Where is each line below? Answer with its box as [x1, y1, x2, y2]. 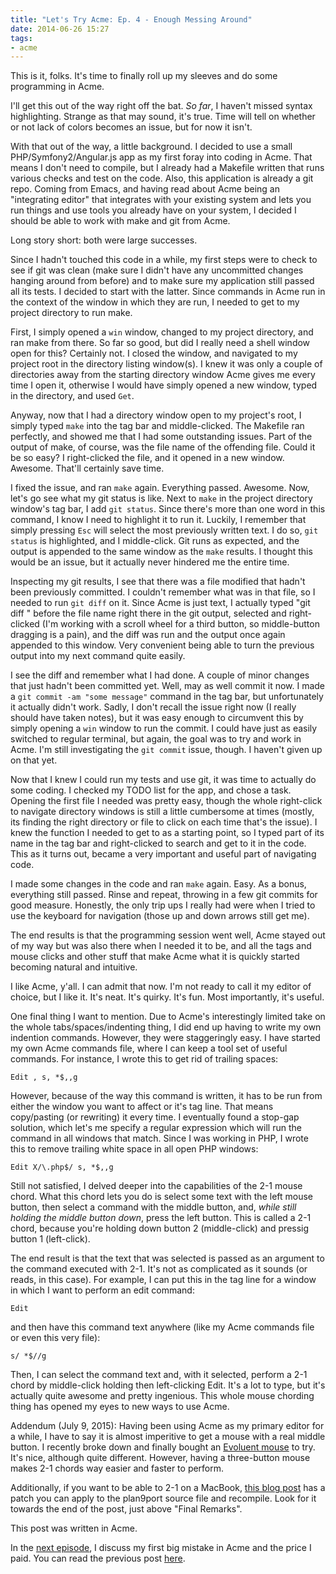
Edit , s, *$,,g [10, 1072, 78, 1083]
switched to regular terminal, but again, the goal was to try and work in [10, 733, 302, 745]
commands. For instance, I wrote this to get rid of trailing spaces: [10, 1053, 279, 1065]
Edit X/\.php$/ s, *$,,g [10, 1162, 114, 1173]
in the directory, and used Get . [10, 390, 135, 402]
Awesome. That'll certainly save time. [10, 462, 165, 475]
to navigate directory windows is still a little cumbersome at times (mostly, [10, 806, 315, 818]
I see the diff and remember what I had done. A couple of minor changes [10, 669, 310, 681]
